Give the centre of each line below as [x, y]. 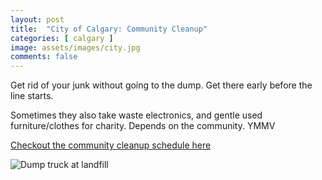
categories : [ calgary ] [62, 38]
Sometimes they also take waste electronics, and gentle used [136, 115]
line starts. [32, 96]
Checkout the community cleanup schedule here [111, 145]
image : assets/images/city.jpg [75, 47]
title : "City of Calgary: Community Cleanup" [109, 29]
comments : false [44, 57]
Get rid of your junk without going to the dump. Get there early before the [161, 85]
